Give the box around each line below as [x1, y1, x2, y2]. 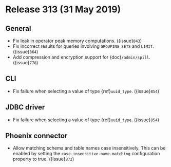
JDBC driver [5, 103, 45, 112]
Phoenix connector [5, 132, 68, 140]
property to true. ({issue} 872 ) [12, 156, 74, 162]
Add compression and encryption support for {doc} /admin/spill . [12, 54, 150, 60]
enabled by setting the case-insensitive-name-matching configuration [12, 151, 160, 157]
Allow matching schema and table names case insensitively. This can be [12, 145, 166, 151]
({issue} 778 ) [12, 60, 39, 65]
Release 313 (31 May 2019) [5, 4, 121, 15]
